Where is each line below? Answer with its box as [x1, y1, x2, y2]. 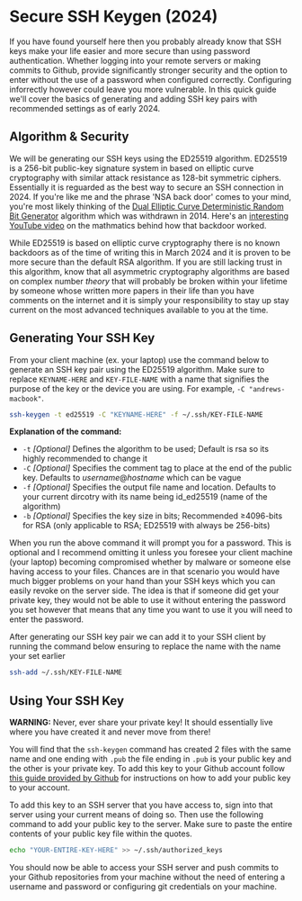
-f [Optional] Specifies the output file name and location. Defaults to [22, 482, 277, 492]
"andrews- [248, 384, 286, 393]
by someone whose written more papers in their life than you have [9, 285, 254, 296]
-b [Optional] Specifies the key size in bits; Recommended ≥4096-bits [22, 510, 283, 521]
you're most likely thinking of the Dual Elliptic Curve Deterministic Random [9, 201, 285, 212]
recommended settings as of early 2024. [9, 103, 160, 113]
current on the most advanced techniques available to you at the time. [9, 304, 269, 315]
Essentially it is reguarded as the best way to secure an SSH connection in [9, 182, 285, 193]
